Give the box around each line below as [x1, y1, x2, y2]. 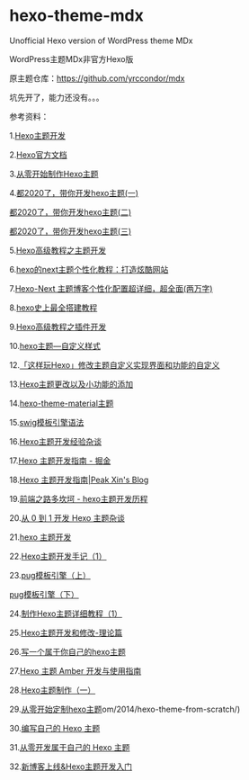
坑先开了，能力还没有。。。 [9, 92, 104, 103]
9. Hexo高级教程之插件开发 [9, 321, 107, 332]
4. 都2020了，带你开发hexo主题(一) [9, 187, 139, 198]
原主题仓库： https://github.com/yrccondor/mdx [9, 73, 185, 84]
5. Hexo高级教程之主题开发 [9, 245, 106, 256]
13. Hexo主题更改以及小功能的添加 [9, 379, 134, 390]
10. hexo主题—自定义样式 [9, 340, 102, 351]
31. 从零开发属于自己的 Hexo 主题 [9, 741, 130, 752]
